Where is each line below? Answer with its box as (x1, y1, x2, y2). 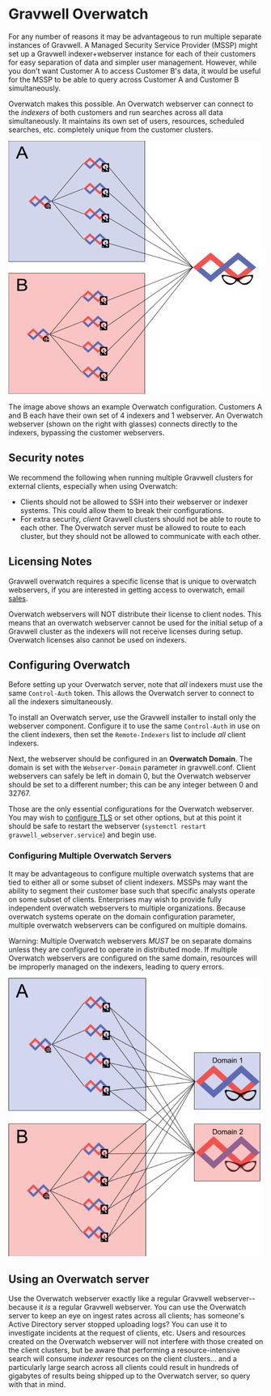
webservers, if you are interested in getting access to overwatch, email (8, 584, 245, 595)
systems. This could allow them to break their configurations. (19, 505, 224, 515)
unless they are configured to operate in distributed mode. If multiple (8, 944, 238, 954)
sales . (8, 593, 28, 603)
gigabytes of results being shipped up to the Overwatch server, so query (8, 1371, 251, 1381)
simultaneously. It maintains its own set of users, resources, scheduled (8, 116, 245, 125)
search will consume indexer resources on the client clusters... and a (8, 1354, 237, 1364)
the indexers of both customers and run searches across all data (8, 107, 224, 117)
